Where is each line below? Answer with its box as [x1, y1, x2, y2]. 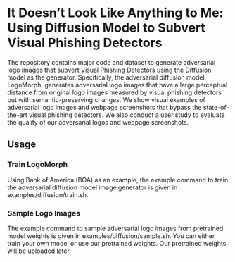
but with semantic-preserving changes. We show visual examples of [7, 95, 205, 104]
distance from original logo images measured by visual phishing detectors [7, 88, 222, 96]
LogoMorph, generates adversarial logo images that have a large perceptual [7, 80, 228, 89]
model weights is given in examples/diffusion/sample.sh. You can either [7, 231, 215, 240]
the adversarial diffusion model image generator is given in [7, 183, 178, 192]
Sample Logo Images [7, 208, 81, 218]
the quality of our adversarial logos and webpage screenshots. [7, 118, 189, 126]
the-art [7, 111, 28, 119]
